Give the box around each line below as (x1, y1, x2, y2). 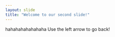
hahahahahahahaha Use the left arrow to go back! (5, 26, 110, 32)
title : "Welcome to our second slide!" (5, 12, 90, 17)
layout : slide (5, 7, 36, 13)
